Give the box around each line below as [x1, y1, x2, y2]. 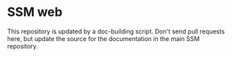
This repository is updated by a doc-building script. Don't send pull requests [7, 27, 225, 35]
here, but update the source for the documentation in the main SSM [7, 34, 200, 42]
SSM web [7, 4, 63, 20]
